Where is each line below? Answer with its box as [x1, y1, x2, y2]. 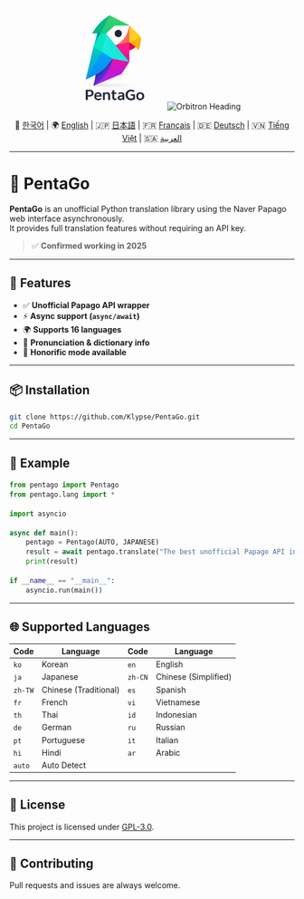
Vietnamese [156, 696, 201, 708]
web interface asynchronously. [9, 213, 125, 224]
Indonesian [156, 710, 197, 720]
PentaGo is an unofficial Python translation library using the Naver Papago [9, 203, 287, 214]
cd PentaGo [9, 421, 51, 431]
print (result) [25, 557, 79, 566]
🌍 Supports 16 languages [22, 324, 122, 334]
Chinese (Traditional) [42, 684, 120, 695]
